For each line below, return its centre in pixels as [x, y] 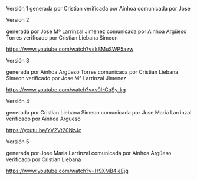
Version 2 [18, 20]
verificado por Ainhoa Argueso [43, 119]
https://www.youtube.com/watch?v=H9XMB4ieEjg [67, 171]
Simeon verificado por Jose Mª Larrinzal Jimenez [66, 78]
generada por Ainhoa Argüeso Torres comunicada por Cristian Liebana [92, 72]
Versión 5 [18, 142]
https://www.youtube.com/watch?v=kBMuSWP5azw [70, 49]
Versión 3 [18, 60]
